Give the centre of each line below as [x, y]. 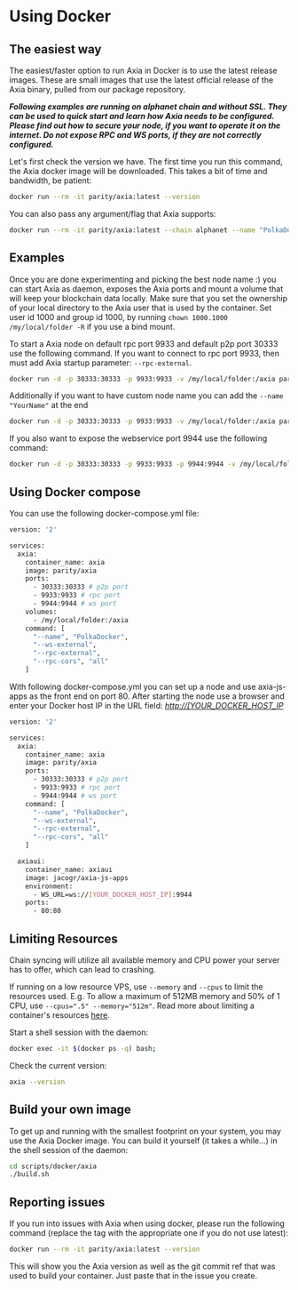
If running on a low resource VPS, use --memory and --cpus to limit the [136, 986]
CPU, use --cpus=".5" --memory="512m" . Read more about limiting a [132, 1006]
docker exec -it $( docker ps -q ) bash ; [83, 1048]
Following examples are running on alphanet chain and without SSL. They [148, 107]
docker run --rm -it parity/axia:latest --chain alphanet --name [132, 230]
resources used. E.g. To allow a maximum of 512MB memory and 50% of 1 [145, 996]
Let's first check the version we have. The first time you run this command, [146, 161]
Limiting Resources [63, 938]
